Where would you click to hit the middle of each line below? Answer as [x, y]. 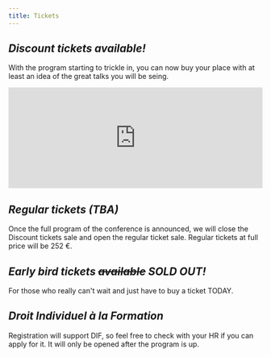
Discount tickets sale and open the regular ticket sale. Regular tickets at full [133, 238]
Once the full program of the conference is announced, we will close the [128, 229]
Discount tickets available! [77, 49]
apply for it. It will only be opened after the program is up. [104, 344]
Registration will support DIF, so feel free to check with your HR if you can [131, 335]
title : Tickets [34, 16]
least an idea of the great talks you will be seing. [89, 77]
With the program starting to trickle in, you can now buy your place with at [132, 68]
